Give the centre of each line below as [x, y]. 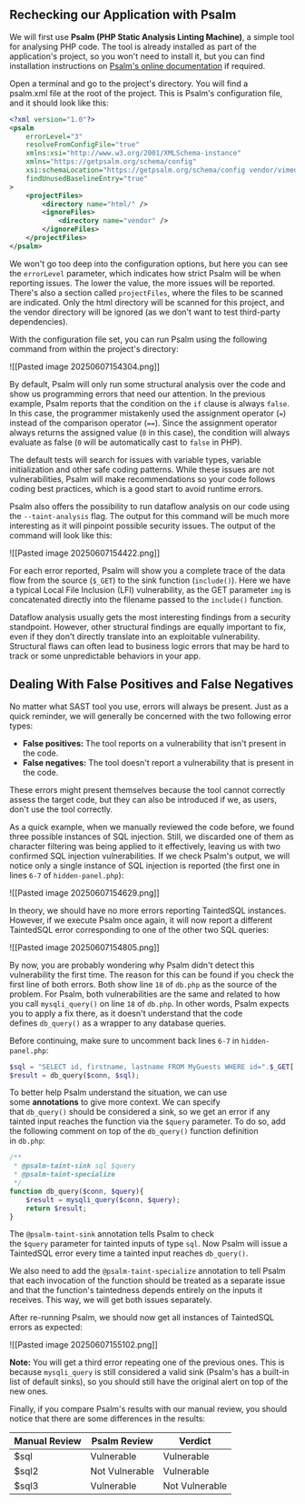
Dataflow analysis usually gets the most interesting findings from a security [150, 617]
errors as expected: [46, 1328]
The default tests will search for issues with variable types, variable [135, 459]
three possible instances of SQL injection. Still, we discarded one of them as [152, 837]
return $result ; [57, 1208]
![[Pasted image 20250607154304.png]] [85, 366]
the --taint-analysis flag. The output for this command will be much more [149, 516]
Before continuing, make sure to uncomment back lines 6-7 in [124, 1040]
